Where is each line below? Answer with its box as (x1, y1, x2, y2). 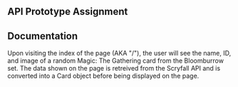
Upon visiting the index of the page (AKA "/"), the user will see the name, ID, (7, 49, 232, 58)
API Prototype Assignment (7, 6, 128, 18)
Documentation (7, 30, 78, 42)
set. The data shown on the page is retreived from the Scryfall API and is (7, 64, 221, 73)
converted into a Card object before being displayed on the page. (7, 71, 200, 81)
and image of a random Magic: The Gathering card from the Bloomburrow (7, 56, 224, 65)
